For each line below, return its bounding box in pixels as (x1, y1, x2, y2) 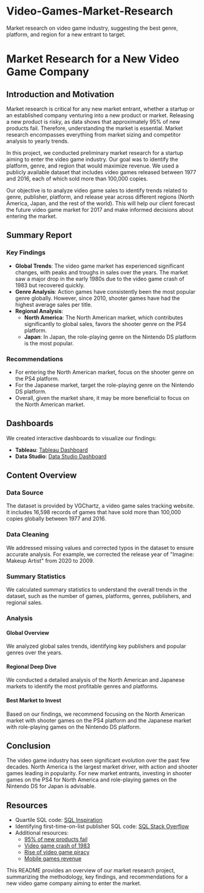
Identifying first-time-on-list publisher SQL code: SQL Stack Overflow (15, 823, 189, 830)
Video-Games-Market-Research (6, 4, 173, 18)
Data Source (6, 489, 44, 497)
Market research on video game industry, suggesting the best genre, (6, 24, 178, 32)
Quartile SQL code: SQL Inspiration (15, 817, 103, 824)
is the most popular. (24, 339, 74, 347)
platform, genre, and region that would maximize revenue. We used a (6, 162, 179, 169)
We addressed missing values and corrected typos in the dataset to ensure (6, 544, 194, 551)
